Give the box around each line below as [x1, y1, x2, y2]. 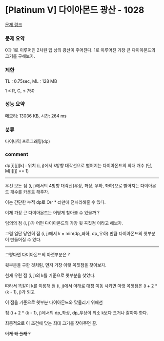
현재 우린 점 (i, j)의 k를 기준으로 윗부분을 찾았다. [5, 272, 96, 278]
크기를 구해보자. [5, 53, 36, 59]
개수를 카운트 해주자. [10, 189, 50, 195]
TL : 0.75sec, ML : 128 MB [5, 78, 57, 84]
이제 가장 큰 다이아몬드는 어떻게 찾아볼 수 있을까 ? [5, 210, 100, 216]
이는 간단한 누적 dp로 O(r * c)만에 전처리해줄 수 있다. [5, 199, 106, 205]
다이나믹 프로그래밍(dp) [5, 138, 50, 145]
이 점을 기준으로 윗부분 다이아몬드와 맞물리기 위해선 [5, 299, 103, 305]
